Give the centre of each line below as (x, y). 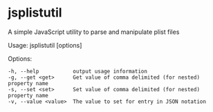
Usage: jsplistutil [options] (45, 45)
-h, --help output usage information (78, 71)
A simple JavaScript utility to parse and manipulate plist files (94, 32)
